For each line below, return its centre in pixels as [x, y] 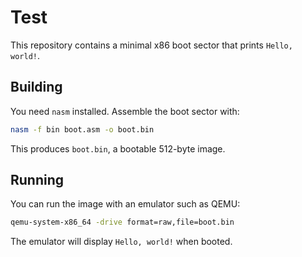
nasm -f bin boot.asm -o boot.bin [82, 129]
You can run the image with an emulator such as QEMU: [125, 204]
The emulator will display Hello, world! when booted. [121, 242]
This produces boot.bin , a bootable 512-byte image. [118, 148]
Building [36, 87]
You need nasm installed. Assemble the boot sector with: [125, 111]
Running [37, 180]
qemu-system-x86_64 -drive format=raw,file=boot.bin [122, 222]
